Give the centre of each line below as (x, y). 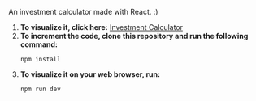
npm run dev (40, 89)
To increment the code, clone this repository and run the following (134, 36)
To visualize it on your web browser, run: (90, 74)
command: (39, 44)
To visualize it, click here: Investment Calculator (102, 27)
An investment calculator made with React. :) (83, 12)
